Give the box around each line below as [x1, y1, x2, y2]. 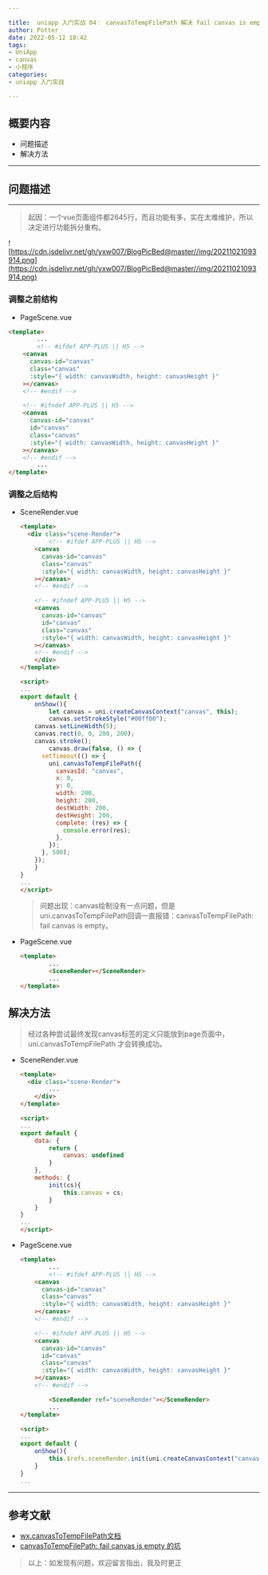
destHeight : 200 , [55, 811, 113, 819]
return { [49, 1144, 78, 1152]
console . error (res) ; [62, 826, 132, 834]
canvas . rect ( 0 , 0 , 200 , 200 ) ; [34, 730, 136, 738]
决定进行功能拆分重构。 [27, 223, 105, 232]
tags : [8, 41, 26, 49]
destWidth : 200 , [55, 804, 110, 812]
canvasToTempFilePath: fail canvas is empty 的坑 [19, 1541, 181, 1551]
